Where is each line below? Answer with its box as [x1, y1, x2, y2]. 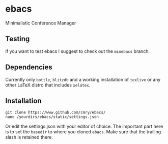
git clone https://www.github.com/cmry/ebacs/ [5, 110, 106, 115]
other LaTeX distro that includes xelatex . [5, 82, 91, 88]
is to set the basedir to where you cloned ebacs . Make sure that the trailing [5, 129, 161, 135]
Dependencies [5, 63, 52, 72]
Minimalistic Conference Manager [5, 20, 76, 26]
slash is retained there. [5, 134, 53, 140]
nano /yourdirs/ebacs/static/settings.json [5, 114, 99, 120]
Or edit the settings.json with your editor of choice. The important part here [5, 123, 163, 130]
